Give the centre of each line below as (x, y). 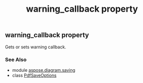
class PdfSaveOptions (34, 75)
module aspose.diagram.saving (44, 70)
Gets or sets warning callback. (36, 47)
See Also (16, 60)
